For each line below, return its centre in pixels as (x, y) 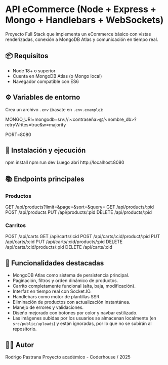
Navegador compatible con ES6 (46, 81)
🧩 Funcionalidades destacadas (55, 263)
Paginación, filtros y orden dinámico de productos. (65, 281)
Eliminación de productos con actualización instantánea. (71, 302)
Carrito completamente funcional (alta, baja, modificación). (74, 286)
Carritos (16, 225)
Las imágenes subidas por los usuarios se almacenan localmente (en (85, 318)
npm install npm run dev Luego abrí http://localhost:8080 (65, 162)
